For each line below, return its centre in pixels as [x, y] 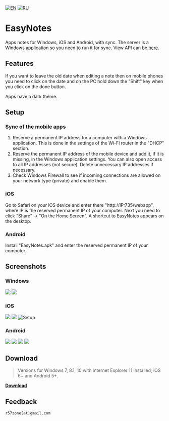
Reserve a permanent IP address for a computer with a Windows [80, 138]
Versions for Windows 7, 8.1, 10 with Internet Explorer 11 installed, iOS [89, 370]
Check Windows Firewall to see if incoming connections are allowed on [87, 175]
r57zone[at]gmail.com [28, 413]
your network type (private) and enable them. [60, 181]
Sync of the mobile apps [36, 127]
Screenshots [26, 267]
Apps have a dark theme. [31, 96]
